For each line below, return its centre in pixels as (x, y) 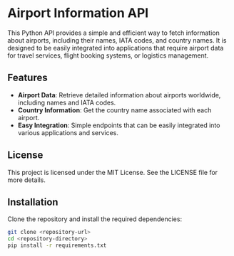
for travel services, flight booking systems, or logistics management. (108, 55)
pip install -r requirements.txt (57, 246)
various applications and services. (68, 132)
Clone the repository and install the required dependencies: (95, 219)
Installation (33, 202)
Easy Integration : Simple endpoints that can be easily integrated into (119, 125)
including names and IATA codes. (67, 102)
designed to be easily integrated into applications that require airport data (116, 48)
